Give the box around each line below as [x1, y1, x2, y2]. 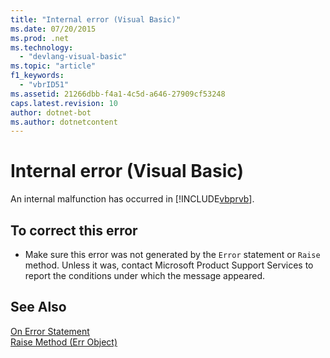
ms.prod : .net [10, 33, 70, 43]
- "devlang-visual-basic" [19, 52, 128, 62]
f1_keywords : [10, 71, 65, 81]
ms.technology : [10, 42, 74, 53]
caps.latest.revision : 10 [10, 98, 118, 108]
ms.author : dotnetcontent [10, 117, 118, 127]
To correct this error [10, 222, 138, 239]
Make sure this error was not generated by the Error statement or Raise [24, 249, 321, 260]
